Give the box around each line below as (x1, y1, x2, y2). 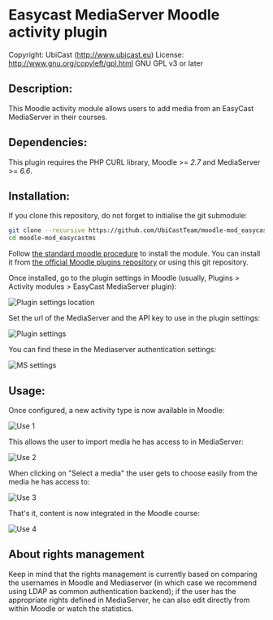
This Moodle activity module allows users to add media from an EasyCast (8, 103, 254, 113)
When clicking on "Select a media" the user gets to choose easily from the (8, 468, 258, 478)
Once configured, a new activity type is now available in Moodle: (8, 405, 225, 415)
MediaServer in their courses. (8, 112, 108, 122)
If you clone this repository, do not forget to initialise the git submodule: (8, 211, 248, 221)
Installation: (8, 189, 71, 203)
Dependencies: (8, 136, 88, 149)
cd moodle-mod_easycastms (8, 234, 96, 243)
